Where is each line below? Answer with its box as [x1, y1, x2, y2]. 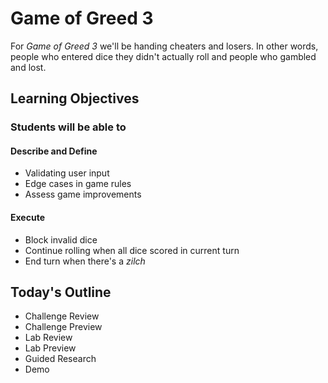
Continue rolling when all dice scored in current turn [24, 244, 240, 256]
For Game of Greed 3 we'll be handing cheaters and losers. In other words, [10, 40, 319, 52]
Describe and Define [10, 145, 98, 157]
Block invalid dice [24, 233, 98, 246]
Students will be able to [10, 120, 127, 134]
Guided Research [24, 353, 97, 365]
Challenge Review [24, 310, 100, 322]
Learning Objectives [10, 90, 140, 107]
